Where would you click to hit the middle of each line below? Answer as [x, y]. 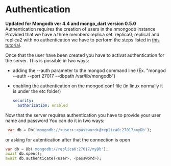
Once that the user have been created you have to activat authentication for [85, 55]
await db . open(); [24, 154]
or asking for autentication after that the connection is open [68, 139]
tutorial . [13, 45]
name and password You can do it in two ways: [55, 121]
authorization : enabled [43, 105]
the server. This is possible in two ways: [47, 60]
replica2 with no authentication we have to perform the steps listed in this [82, 40]
